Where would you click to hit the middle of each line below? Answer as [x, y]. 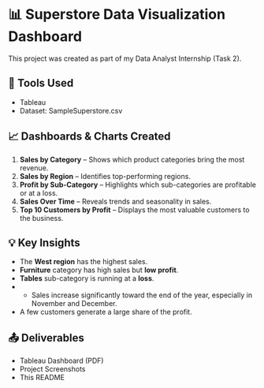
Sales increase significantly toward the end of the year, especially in [142, 295]
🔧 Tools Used [41, 83]
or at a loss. [39, 192]
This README [42, 378]
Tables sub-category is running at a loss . [87, 278]
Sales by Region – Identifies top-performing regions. [105, 176]
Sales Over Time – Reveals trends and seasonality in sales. [115, 201]
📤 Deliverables [46, 338]
